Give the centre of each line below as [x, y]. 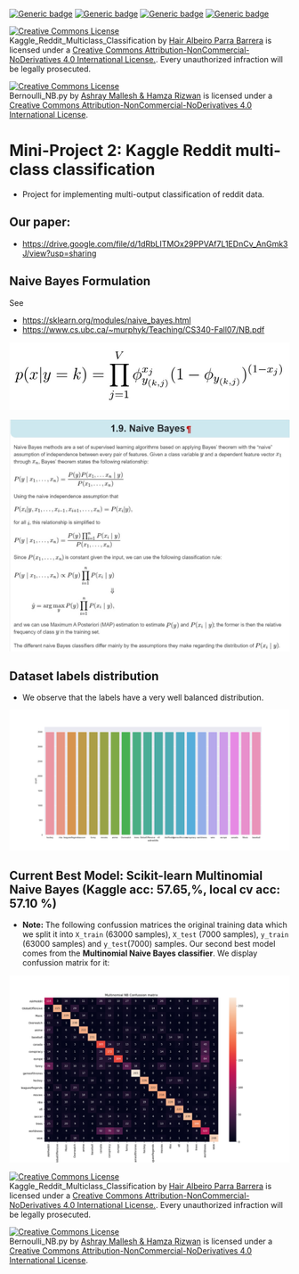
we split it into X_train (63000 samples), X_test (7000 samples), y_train [155, 934]
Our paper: [40, 222]
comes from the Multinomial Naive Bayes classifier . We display [140, 953]
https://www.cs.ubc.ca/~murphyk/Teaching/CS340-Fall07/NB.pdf [143, 329]
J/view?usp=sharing [59, 253]
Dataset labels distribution [84, 676]
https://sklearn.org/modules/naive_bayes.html [106, 320]
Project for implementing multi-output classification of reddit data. [143, 194]
